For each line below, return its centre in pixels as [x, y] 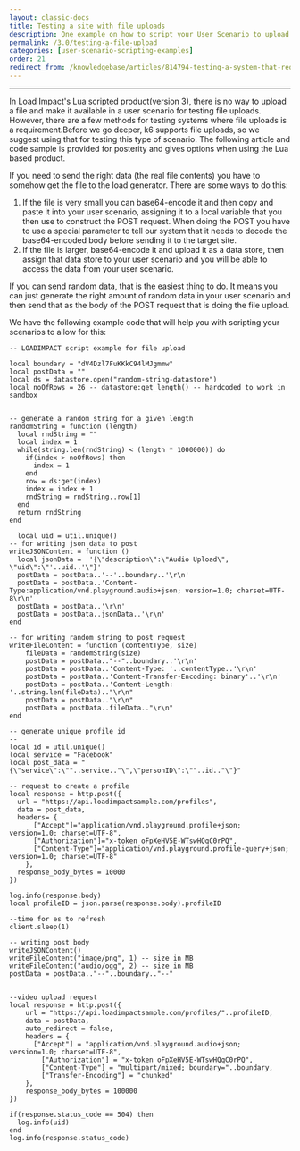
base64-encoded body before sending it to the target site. [129, 240]
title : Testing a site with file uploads [87, 26]
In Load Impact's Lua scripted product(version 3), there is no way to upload [148, 101]
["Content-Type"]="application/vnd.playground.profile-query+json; [161, 849]
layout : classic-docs [50, 17]
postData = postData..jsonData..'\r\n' [92, 614]
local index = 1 [47, 442]
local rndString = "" [58, 434]
